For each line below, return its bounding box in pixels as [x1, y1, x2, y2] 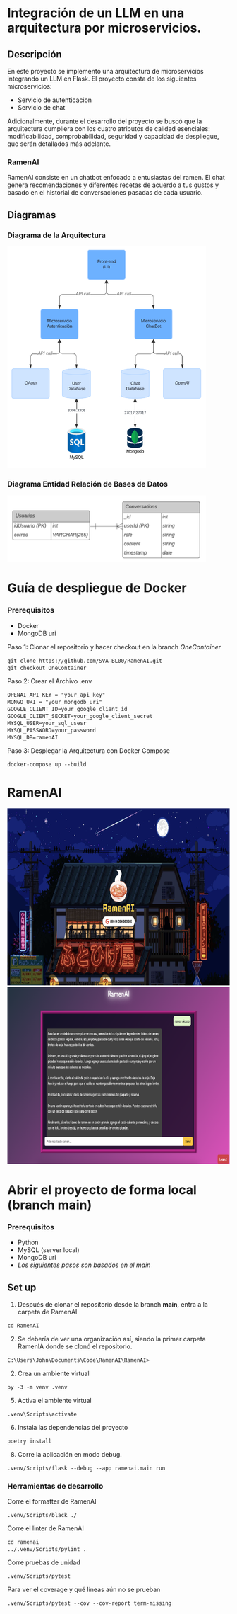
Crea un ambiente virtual [17, 1369, 90, 1377]
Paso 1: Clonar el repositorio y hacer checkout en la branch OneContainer [7, 642, 221, 651]
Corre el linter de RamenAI [7, 1524, 85, 1533]
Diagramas [7, 209, 56, 221]
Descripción [7, 48, 62, 60]
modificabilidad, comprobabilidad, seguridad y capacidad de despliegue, [7, 132, 220, 140]
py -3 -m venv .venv [7, 1384, 68, 1391]
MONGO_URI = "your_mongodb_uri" [7, 698, 102, 705]
